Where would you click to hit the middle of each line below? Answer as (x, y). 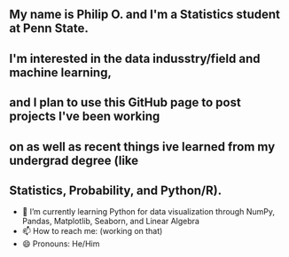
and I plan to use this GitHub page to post (125, 102)
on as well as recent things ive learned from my (142, 147)
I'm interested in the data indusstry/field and (135, 58)
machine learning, (61, 72)
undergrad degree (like (74, 160)
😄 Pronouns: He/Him (61, 244)
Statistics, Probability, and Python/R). (116, 190)
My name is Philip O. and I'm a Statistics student (145, 15)
